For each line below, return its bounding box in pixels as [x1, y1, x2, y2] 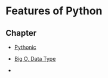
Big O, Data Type [14, 55, 56, 62]
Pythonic [14, 43, 36, 51]
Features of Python [5, 4, 103, 18]
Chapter [5, 28, 37, 38]
